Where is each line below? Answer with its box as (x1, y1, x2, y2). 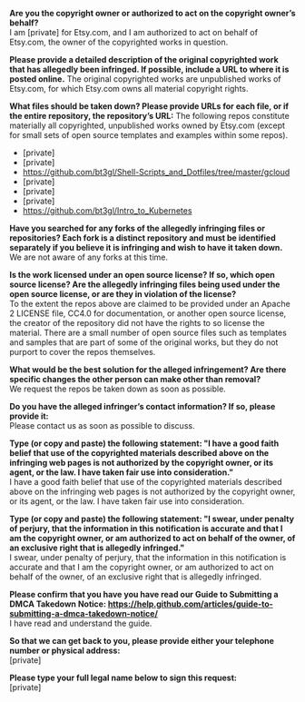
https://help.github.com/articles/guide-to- (107, 598, 274, 609)
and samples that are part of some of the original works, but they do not (9, 337, 279, 348)
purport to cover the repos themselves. (9, 347, 156, 357)
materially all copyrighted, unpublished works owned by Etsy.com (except (9, 120, 286, 131)
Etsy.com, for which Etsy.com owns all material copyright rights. (9, 84, 249, 94)
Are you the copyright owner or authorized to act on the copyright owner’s (9, 8, 296, 18)
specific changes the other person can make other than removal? (9, 374, 261, 384)
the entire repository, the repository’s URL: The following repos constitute (9, 111, 290, 121)
